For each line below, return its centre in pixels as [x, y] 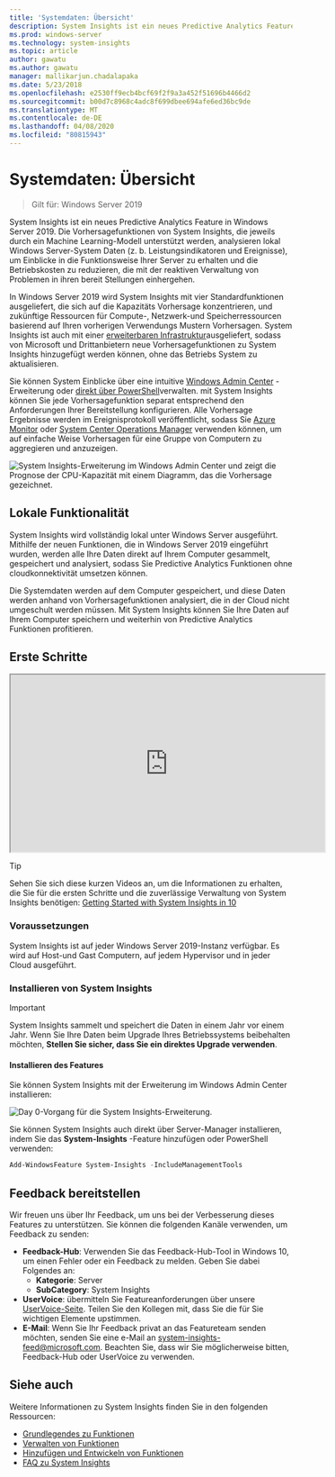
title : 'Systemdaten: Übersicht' [72, 18]
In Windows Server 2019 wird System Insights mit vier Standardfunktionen [147, 296]
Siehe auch [41, 1385]
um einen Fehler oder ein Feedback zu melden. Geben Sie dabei [141, 1261]
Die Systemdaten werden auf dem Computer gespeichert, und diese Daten [147, 590]
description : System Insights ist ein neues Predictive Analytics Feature [152, 26]
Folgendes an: [48, 1270]
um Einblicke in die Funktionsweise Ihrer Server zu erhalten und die [134, 260]
